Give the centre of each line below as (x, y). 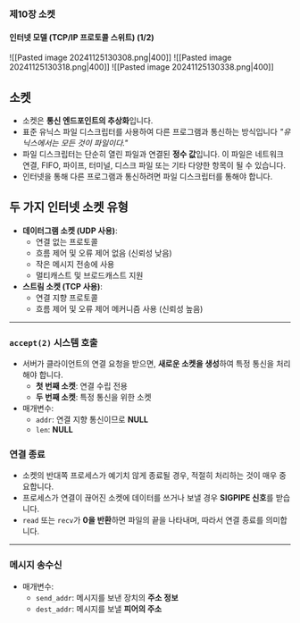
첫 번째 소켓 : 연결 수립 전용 (81, 386)
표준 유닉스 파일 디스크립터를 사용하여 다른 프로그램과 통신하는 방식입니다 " (153, 131)
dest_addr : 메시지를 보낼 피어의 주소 (99, 609)
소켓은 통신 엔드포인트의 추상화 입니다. (87, 120)
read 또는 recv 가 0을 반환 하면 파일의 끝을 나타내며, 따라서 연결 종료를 (143, 520)
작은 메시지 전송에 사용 (75, 264)
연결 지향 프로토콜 (67, 298)
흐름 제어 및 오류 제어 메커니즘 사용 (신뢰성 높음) (119, 308)
